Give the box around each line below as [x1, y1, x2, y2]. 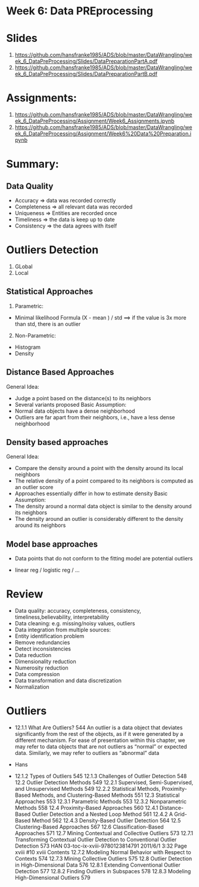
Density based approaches [6, 437, 108, 447]
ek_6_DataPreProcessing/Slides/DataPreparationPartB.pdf [14, 70, 158, 78]
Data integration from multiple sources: [14, 626, 111, 634]
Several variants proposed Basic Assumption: [14, 401, 127, 408]
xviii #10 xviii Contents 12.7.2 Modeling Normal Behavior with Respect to [14, 849, 192, 856]
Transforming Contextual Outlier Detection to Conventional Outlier [14, 836, 177, 843]
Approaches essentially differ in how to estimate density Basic [14, 490, 168, 497]
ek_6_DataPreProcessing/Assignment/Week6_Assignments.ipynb [14, 118, 175, 125]
